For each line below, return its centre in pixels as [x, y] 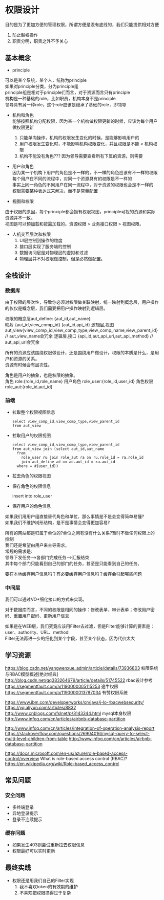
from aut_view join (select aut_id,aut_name [58, 449]
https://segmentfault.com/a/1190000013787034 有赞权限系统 [66, 692]
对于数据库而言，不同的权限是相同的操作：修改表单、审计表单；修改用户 [78, 610]
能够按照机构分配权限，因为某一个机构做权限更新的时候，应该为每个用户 [85, 121]
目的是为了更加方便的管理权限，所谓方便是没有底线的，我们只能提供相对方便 [82, 24]
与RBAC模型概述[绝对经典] [32, 674]
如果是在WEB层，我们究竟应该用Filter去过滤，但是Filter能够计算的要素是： [80, 626]
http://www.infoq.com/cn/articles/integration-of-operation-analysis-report [80, 728]
